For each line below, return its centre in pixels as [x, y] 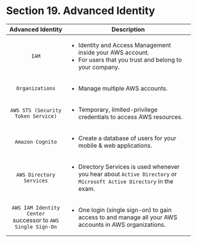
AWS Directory [36, 175]
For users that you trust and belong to [130, 60]
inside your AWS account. [114, 52]
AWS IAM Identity [36, 207]
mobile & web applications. [115, 145]
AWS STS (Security [36, 110]
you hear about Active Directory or [128, 174]
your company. [99, 67]
